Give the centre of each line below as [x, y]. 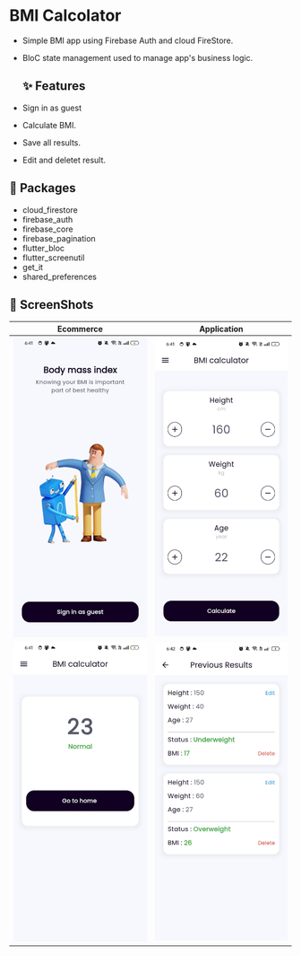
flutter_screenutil [53, 258]
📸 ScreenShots [52, 305]
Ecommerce [80, 329]
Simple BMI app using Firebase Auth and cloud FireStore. [128, 40]
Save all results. [52, 142]
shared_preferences [59, 276]
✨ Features [54, 86]
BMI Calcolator [65, 16]
